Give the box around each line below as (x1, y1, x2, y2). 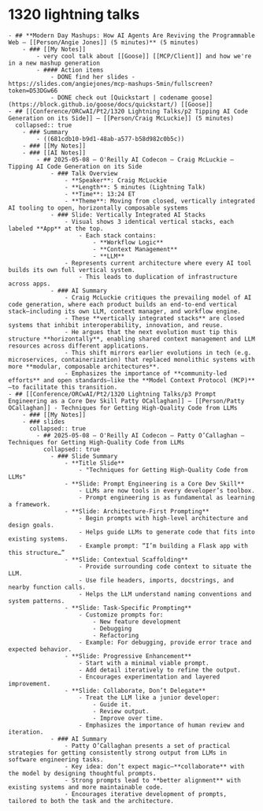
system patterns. (8, 597, 65, 605)
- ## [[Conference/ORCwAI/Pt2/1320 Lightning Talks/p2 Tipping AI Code (8, 107, 248, 115)
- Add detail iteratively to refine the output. (78, 666, 242, 674)
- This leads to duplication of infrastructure (78, 273, 238, 281)
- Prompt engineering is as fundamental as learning (78, 493, 256, 501)
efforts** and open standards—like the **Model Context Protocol (8, 376, 227, 384)
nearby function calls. (8, 583, 87, 591)
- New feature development (92, 617, 181, 626)
